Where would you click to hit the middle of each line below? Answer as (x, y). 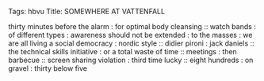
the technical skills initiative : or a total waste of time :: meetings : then (123, 52)
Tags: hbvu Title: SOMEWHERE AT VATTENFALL (86, 11)
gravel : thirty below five (48, 68)
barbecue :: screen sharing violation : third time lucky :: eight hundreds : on (131, 60)
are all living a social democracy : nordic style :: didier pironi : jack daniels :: (132, 43)
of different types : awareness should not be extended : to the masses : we (130, 35)
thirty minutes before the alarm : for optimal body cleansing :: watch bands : (132, 26)
